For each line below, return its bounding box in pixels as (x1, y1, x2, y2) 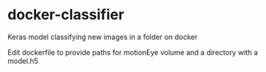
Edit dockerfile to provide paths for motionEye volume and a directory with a (7, 47, 259, 57)
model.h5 (7, 56, 39, 66)
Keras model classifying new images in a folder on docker (7, 32, 198, 42)
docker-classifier (7, 6, 125, 24)
